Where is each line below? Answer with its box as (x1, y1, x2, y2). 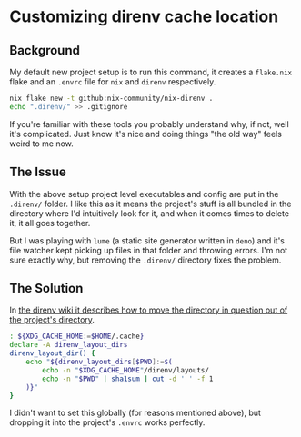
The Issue (9, 164, 66, 180)
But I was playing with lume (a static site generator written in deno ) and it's (9, 234, 285, 246)
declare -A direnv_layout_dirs (9, 341, 128, 350)
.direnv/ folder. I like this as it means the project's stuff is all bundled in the (9, 198, 292, 209)
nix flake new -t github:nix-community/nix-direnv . (9, 94, 214, 103)
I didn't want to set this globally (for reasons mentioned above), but (9, 407, 262, 419)
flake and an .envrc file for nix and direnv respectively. (9, 76, 216, 87)
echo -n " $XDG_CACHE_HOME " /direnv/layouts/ (42, 365, 209, 374)
